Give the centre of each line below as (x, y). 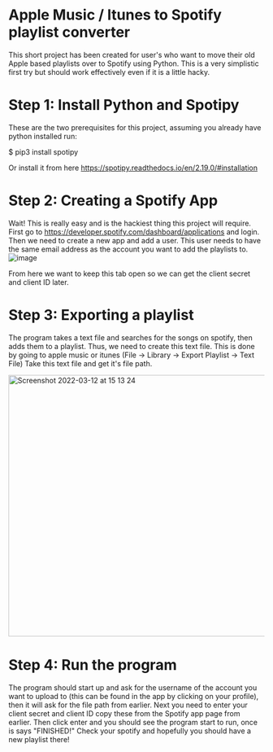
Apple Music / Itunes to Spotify (115, 15)
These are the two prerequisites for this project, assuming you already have (135, 127)
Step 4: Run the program (93, 665)
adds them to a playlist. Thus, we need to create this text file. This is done (132, 346)
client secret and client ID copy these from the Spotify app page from (124, 713)
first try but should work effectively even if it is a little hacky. (109, 72)
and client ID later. (39, 282)
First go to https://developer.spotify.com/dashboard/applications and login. (134, 232)
